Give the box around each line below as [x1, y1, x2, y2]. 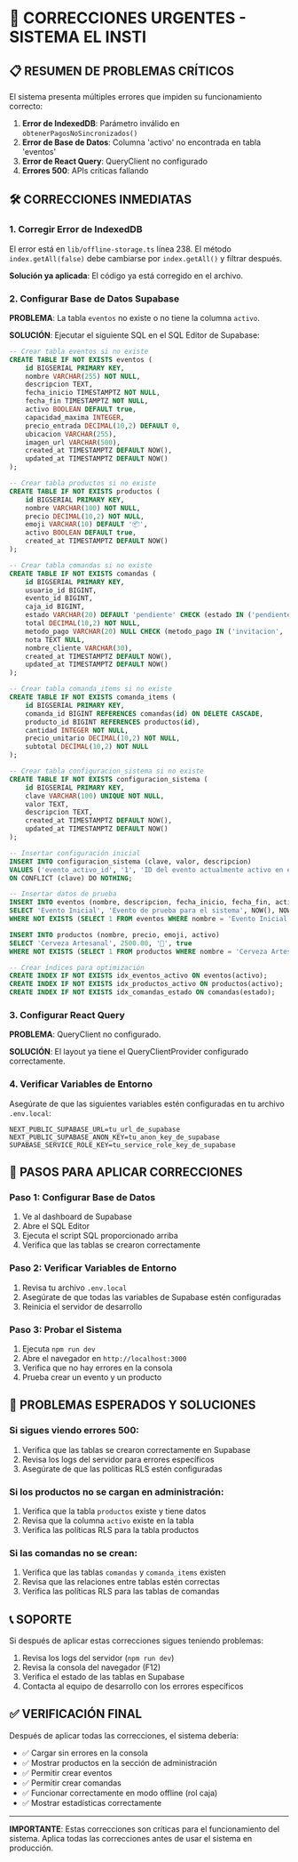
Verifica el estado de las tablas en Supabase [21, 1672, 184, 1682]
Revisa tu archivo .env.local [21, 1282, 127, 1293]
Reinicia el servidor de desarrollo [21, 1301, 143, 1312]
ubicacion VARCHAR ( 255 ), [25, 429, 117, 438]
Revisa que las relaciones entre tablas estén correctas [21, 1577, 220, 1587]
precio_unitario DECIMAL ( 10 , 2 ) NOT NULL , [25, 734, 180, 743]
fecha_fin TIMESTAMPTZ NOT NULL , [25, 397, 149, 405]
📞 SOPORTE [9, 1611, 73, 1626]
